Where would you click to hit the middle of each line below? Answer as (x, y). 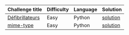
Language (85, 9)
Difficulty (58, 9)
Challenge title (25, 9)
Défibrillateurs (24, 17)
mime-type (21, 25)
